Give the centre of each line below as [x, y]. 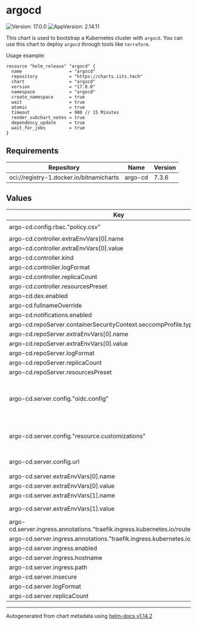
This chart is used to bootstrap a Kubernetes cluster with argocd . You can [94, 38]
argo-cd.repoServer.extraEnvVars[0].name [69, 334]
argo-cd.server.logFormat [45, 586]
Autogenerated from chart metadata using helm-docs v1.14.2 [79, 616]
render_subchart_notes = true [48, 117]
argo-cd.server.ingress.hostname [56, 558]
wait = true [48, 102]
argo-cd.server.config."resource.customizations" [77, 436]
